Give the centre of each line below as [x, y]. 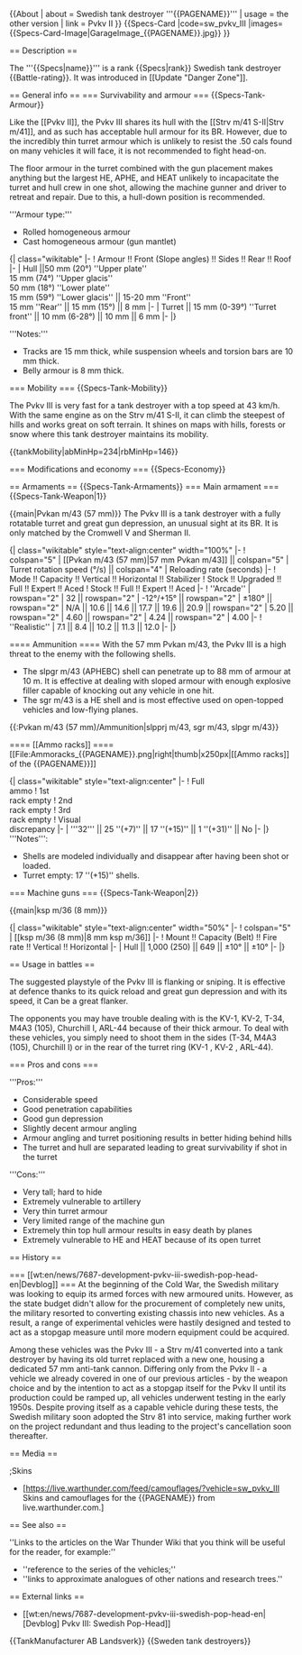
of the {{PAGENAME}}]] [53, 763]
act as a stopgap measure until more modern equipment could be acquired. [150, 1332]
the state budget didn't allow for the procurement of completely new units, [147, 1303]
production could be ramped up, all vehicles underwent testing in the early [148, 1398]
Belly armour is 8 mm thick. [73, 370]
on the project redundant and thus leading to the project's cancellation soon [151, 1426]
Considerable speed [60, 1099]
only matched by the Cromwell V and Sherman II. [100, 533]
